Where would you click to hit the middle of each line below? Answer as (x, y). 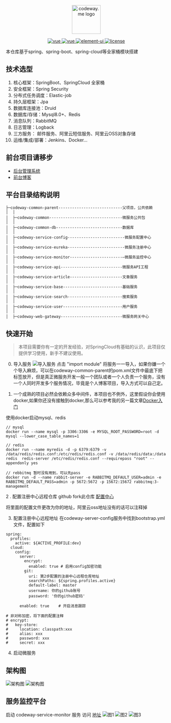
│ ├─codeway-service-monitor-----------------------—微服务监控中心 (79, 257)
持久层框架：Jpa (31, 102)
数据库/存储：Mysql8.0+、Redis (47, 114)
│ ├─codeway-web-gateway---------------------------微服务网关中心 (78, 317)
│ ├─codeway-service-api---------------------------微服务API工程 (77, 267)
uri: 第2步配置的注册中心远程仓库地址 (64, 576)
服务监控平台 (26, 701)
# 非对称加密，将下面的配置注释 (35, 616)
